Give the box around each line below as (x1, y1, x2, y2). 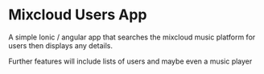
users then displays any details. (8, 40, 113, 50)
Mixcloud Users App (8, 6, 147, 24)
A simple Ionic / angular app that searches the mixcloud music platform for (8, 32, 256, 42)
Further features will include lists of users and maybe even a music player (8, 56, 253, 66)
